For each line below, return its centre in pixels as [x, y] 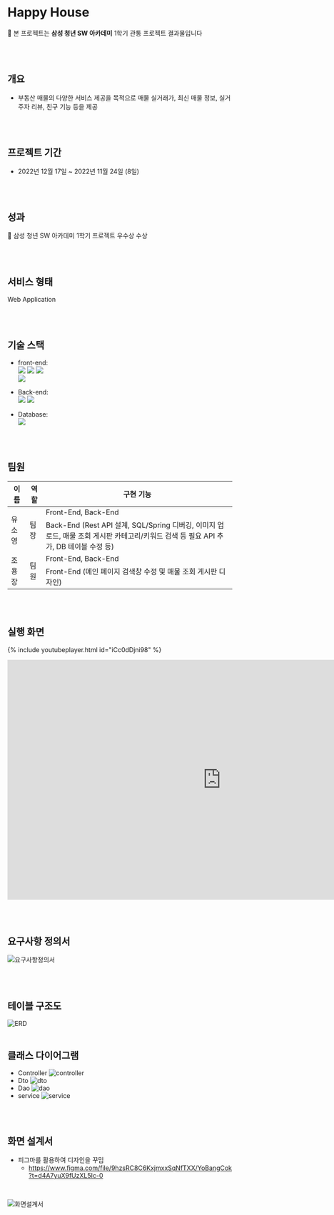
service [29, 1096]
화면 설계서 [30, 1141]
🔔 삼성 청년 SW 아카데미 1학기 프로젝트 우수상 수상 [77, 235]
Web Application [31, 300]
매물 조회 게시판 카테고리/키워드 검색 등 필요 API [139, 536]
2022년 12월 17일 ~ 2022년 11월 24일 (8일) [79, 171]
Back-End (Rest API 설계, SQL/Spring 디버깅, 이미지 [131, 525]
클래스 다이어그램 [43, 1056]
